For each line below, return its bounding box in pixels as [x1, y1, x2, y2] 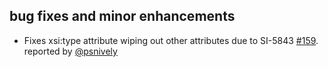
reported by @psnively [23, 45, 118, 57]
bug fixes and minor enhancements [9, 8, 236, 25]
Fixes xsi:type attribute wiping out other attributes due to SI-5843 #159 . [23, 34, 319, 46]
